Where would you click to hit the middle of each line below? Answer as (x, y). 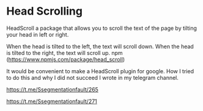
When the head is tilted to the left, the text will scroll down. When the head (100, 46)
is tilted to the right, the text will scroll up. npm (65, 52)
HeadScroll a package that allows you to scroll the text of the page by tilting (102, 28)
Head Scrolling (44, 11)
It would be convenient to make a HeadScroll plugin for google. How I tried (100, 71)
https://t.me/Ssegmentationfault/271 (52, 101)
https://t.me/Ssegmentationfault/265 (53, 89)
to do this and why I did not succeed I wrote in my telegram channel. (93, 77)
